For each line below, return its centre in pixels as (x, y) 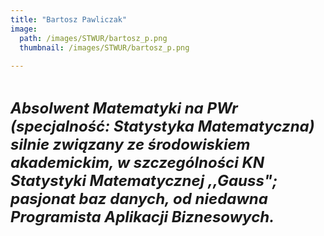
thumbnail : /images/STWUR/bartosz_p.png (104, 47)
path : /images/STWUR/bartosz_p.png (93, 38)
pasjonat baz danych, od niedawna (139, 199)
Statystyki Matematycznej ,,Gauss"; (144, 181)
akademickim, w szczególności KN (137, 163)
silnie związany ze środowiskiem (130, 145)
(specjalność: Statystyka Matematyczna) (162, 126)
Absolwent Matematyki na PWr (124, 108)
